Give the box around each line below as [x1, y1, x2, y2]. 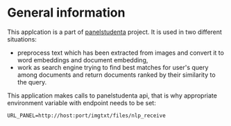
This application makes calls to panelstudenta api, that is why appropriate [7, 91, 217, 100]
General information [7, 5, 126, 21]
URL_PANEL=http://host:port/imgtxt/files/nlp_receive [7, 112, 166, 119]
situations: [7, 35, 37, 43]
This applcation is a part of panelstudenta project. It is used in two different [7, 28, 222, 36]
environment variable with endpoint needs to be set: [7, 98, 156, 107]
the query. [17, 78, 47, 86]
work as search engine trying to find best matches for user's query [17, 63, 209, 71]
